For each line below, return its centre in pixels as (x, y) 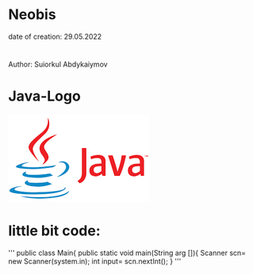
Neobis (33, 15)
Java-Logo (44, 96)
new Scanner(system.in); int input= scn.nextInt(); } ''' (95, 261)
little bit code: (54, 231)
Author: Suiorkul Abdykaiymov (58, 64)
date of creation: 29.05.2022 (55, 36)
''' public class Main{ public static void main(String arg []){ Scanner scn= (127, 253)
